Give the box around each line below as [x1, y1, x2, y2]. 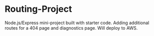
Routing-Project [4, 3, 72, 15]
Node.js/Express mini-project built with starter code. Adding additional [4, 20, 150, 26]
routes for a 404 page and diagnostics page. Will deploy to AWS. [4, 25, 138, 31]
